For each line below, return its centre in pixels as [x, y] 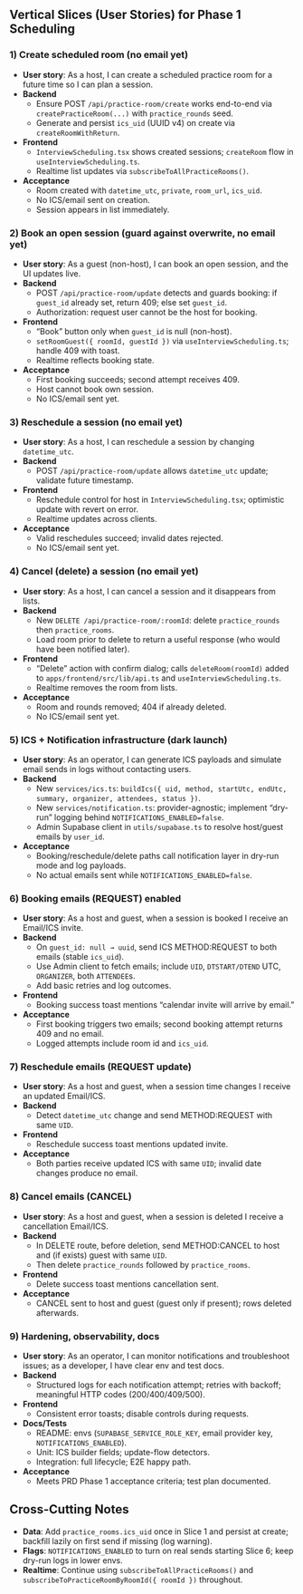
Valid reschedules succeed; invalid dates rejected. [129, 538]
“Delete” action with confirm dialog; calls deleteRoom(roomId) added [162, 668]
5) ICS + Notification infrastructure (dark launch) [118, 739]
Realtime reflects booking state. [95, 360]
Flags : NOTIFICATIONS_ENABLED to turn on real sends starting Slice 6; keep [158, 1551]
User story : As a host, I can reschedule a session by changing [138, 442]
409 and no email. [70, 1034]
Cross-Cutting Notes [69, 1509]
